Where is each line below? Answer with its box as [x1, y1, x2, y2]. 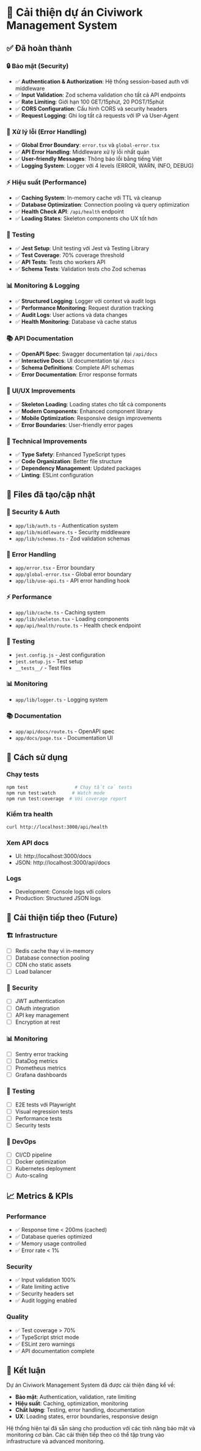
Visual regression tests [15, 1108, 73, 1115]
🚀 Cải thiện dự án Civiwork [6, 6, 143, 20]
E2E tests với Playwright [15, 1101, 76, 1108]
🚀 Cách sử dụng [6, 752, 68, 763]
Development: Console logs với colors [15, 888, 111, 895]
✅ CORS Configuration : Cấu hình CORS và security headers [15, 105, 167, 112]
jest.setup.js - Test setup [15, 657, 84, 665]
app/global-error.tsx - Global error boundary [15, 570, 132, 578]
